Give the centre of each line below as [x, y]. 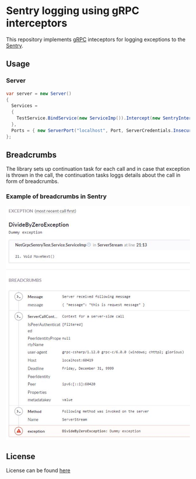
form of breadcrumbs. [33, 181]
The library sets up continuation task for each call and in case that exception [98, 169]
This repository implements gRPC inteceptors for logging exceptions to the [96, 39]
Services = [24, 106]
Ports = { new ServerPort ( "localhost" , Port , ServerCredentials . [92, 130]
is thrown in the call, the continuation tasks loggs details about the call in [93, 175]
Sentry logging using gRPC [73, 11]
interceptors [37, 23]
